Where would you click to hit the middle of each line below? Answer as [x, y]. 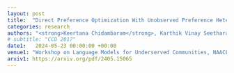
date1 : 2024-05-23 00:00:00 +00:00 [62, 46]
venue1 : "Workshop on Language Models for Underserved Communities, [109, 53]
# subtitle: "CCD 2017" [42, 40]
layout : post [26, 14]
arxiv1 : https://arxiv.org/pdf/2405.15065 [70, 59]
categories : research [39, 26]
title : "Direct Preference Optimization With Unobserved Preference [110, 20]
